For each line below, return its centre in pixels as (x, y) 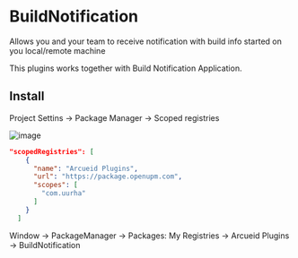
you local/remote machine (57, 50)
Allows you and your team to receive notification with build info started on (146, 41)
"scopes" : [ (55, 185)
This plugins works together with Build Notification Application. (126, 68)
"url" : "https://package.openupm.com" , (107, 176)
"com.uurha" (64, 193)
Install (27, 96)
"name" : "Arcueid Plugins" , (86, 168)
